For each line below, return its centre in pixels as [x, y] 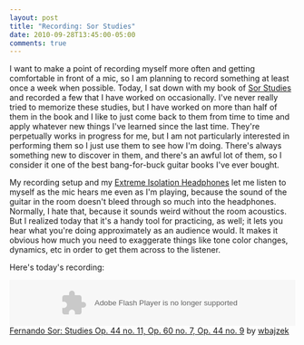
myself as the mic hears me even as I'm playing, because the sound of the [148, 192]
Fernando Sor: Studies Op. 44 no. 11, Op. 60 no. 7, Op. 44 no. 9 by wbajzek [149, 331]
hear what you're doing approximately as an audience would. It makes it [144, 231]
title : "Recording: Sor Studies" [73, 26]
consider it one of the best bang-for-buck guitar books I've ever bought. [144, 165]
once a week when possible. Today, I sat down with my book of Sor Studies [151, 88]
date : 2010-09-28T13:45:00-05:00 [73, 34]
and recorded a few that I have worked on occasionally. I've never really [144, 98]
